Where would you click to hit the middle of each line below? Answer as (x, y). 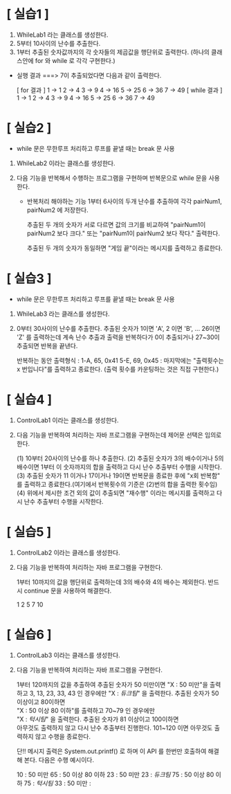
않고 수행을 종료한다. (63, 736)
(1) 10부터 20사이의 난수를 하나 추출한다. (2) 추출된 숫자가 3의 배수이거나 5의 (120, 458)
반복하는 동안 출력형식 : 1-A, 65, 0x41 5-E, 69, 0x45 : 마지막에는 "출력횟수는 (120, 360)
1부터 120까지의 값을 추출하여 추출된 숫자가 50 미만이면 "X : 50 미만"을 (112, 684)
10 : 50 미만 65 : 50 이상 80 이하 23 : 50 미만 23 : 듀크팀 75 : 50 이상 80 (115, 774)
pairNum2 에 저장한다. (57, 210)
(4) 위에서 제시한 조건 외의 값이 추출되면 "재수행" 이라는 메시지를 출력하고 (115, 493)
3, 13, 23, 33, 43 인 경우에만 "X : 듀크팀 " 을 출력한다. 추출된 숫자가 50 (124, 693)
